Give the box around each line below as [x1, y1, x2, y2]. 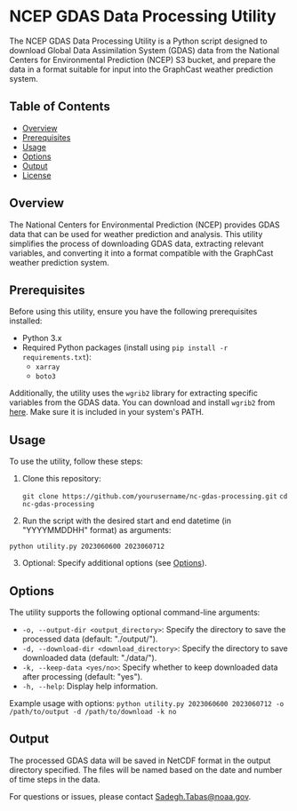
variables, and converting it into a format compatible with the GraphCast [9, 247, 274, 258]
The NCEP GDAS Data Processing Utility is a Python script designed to [9, 36, 269, 46]
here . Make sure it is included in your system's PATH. [9, 407, 205, 417]
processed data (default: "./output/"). [21, 633, 158, 644]
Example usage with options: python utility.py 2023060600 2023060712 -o [9, 698, 285, 708]
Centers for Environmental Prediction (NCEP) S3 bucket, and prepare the [9, 54, 276, 65]
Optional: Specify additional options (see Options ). [21, 558, 207, 568]
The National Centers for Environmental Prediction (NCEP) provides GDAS [9, 219, 280, 230]
